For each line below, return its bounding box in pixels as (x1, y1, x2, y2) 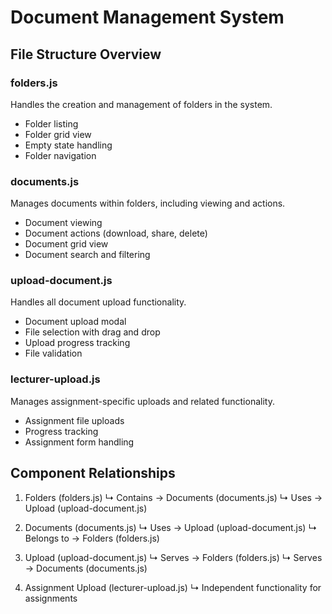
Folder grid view (24, 128, 92, 140)
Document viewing (24, 217, 103, 229)
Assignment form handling (24, 436, 135, 448)
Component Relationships (10, 465, 176, 482)
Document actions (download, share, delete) (24, 227, 208, 240)
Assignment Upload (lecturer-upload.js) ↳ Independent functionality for (24, 581, 322, 593)
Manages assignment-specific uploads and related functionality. (10, 395, 275, 407)
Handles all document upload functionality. (10, 296, 187, 308)
